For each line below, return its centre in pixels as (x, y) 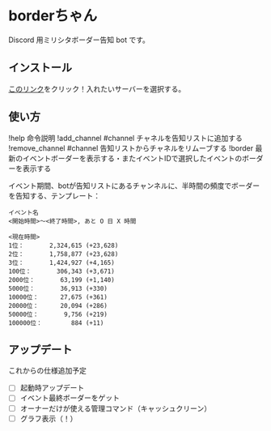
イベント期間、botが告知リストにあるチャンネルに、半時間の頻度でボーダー (134, 186)
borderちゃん (53, 16)
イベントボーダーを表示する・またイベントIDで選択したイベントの (132, 158)
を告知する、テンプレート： (55, 195)
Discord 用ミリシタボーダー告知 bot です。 (79, 40)
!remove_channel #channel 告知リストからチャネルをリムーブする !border (131, 148)
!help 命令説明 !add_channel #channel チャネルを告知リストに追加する (125, 138)
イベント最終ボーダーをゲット (70, 398)
